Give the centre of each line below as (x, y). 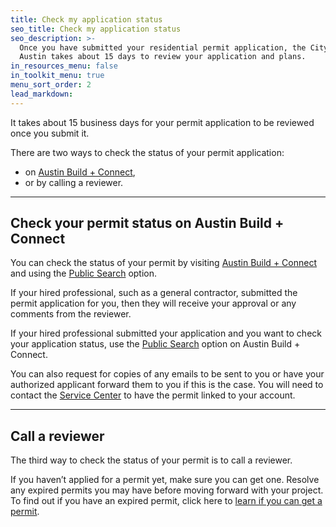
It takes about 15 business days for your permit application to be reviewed (162, 122)
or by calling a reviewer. (74, 182)
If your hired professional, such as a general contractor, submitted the (154, 293)
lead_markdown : (42, 94)
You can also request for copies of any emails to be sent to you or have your (167, 374)
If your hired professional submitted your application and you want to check (166, 333)
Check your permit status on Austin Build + (147, 223)
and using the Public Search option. (84, 273)
